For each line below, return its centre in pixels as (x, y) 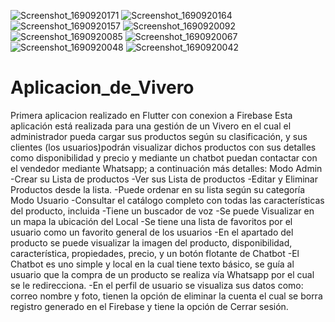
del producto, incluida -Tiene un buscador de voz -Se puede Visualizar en (162, 211)
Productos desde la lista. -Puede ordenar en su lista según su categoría (158, 189)
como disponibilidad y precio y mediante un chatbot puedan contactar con (164, 157)
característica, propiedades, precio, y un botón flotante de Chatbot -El (155, 253)
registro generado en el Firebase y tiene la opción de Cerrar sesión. (149, 306)
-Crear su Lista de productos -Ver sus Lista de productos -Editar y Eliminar (164, 179)
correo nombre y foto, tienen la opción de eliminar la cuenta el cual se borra (166, 296)
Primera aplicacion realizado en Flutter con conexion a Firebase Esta (151, 115)
